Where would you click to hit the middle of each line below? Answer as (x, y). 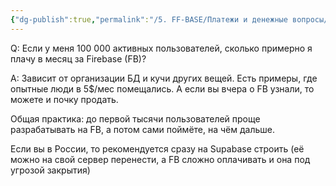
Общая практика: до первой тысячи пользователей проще (135, 118)
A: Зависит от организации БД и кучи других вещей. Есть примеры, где (164, 78)
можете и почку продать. (64, 99)
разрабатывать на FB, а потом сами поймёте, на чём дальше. (143, 129)
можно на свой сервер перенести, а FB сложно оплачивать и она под (160, 159)
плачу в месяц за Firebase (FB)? (78, 58)
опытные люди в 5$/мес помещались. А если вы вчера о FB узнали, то (162, 88)
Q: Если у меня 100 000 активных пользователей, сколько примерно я (161, 48)
